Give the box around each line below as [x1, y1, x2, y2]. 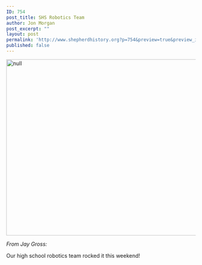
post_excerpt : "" [6, 25, 50, 32]
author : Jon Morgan [6, 20, 55, 26]
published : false [6, 43, 50, 49]
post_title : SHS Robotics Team [6, 14, 85, 20]
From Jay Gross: [6, 240, 47, 248]
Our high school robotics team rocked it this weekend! [6, 252, 140, 259]
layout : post [6, 31, 39, 37]
